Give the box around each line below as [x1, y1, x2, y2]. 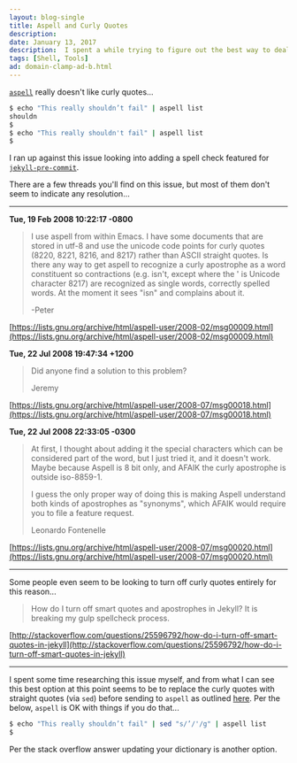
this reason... [9, 586, 57, 597]
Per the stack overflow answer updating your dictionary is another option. [9, 744, 278, 754]
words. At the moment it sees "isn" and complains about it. [30, 288, 245, 298]
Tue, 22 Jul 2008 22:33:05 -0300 [9, 427, 136, 437]
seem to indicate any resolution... [9, 189, 130, 199]
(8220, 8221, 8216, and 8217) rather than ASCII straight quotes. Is [30, 250, 269, 261]
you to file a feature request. [30, 508, 134, 519]
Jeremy [30, 382, 59, 394]
